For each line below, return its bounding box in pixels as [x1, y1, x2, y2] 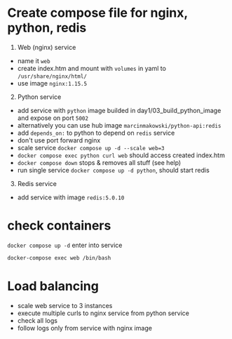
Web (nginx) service [17, 43, 76, 51]
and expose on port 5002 [17, 114, 89, 122]
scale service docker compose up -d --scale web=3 [17, 143, 165, 152]
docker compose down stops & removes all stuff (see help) [17, 158, 182, 166]
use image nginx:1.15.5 [17, 79, 88, 87]
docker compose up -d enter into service [7, 241, 123, 249]
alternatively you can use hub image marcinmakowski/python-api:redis [17, 121, 221, 129]
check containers [7, 218, 111, 234]
